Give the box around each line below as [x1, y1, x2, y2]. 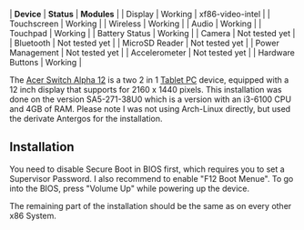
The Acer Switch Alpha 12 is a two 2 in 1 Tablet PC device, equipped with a [9, 75, 289, 85]
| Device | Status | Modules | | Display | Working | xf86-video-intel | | [9, 9, 270, 19]
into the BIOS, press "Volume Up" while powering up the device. [9, 183, 250, 194]
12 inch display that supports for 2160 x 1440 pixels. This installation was [9, 85, 282, 95]
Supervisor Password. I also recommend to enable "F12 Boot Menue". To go [9, 173, 294, 184]
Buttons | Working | [9, 57, 82, 67]
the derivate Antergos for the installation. [9, 114, 163, 124]
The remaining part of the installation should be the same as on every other [9, 200, 292, 211]
